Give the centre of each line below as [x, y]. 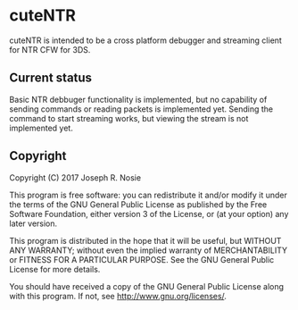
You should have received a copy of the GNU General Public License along [146, 286]
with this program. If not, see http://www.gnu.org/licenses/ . [118, 296]
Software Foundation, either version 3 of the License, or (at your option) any [149, 214]
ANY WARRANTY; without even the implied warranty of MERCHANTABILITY [149, 250]
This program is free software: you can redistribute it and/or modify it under [148, 195]
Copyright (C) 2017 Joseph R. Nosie [75, 177]
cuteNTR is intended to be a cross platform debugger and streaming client [146, 40]
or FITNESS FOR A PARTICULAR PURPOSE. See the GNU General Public [142, 259]
